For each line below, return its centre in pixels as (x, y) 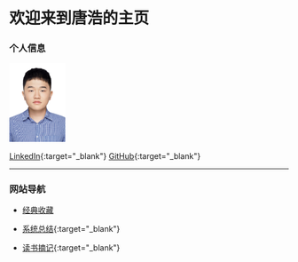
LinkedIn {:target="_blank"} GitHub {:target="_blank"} (105, 155)
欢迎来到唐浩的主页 (79, 18)
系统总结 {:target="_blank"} (71, 228)
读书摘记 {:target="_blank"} (71, 247)
